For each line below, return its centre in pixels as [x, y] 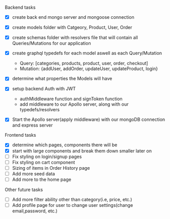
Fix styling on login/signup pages [47, 157]
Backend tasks [20, 7]
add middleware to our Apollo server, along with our [74, 104]
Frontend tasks [20, 135]
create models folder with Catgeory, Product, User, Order [72, 27]
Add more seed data [34, 174]
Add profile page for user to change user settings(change [73, 205]
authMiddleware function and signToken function [71, 99]
